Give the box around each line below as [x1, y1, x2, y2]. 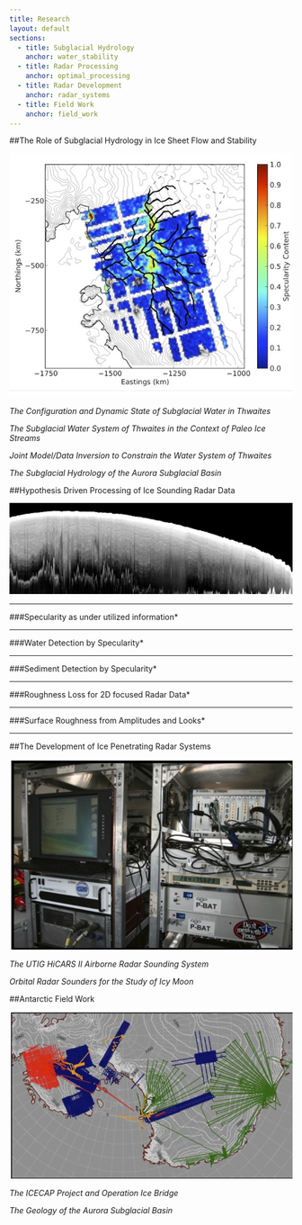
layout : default [9, 23, 70, 33]
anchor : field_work [25, 109, 99, 119]
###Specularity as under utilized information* [9, 611, 179, 622]
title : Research [9, 14, 70, 23]
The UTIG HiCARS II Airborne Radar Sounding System [9, 959, 209, 969]
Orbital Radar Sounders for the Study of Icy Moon [9, 977, 194, 987]
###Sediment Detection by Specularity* [9, 662, 157, 674]
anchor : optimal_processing [25, 72, 130, 81]
